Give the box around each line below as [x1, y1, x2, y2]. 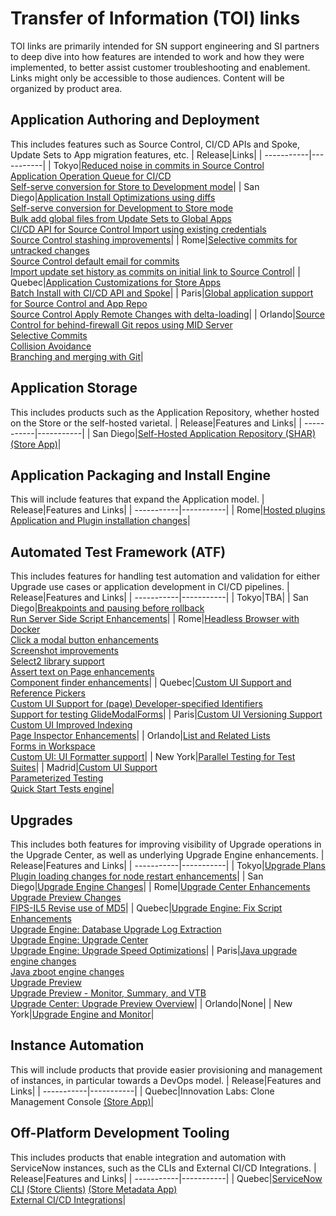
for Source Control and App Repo [10, 297, 148, 309]
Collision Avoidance [10, 340, 92, 352]
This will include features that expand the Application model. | [10, 493, 265, 506]
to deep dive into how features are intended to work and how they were [10, 50, 305, 62]
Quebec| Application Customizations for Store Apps [10, 276, 222, 288]
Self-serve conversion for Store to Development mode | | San [10, 180, 260, 192]
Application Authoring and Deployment [10, 112, 260, 129]
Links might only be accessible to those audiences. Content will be [10, 72, 285, 84]
